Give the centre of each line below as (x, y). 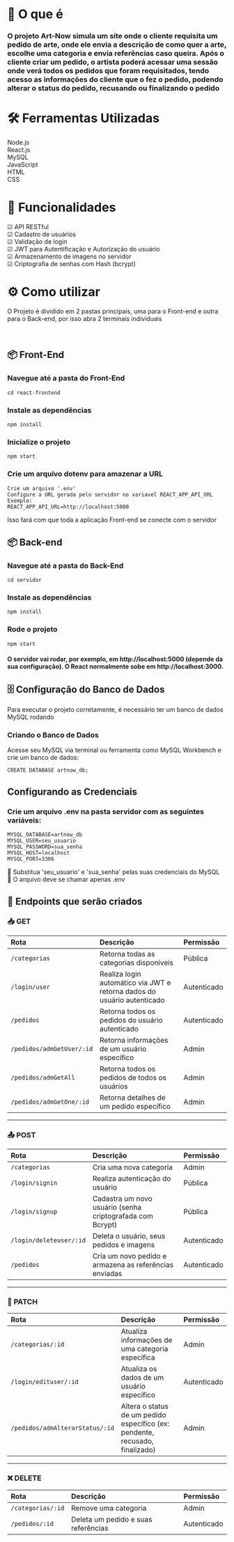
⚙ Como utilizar (54, 292)
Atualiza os (139, 1369)
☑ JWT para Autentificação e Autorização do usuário (84, 249)
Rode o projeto (32, 630)
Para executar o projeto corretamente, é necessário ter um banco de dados (116, 710)
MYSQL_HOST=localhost (39, 853)
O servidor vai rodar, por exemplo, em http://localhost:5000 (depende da (115, 659)
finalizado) (138, 1450)
